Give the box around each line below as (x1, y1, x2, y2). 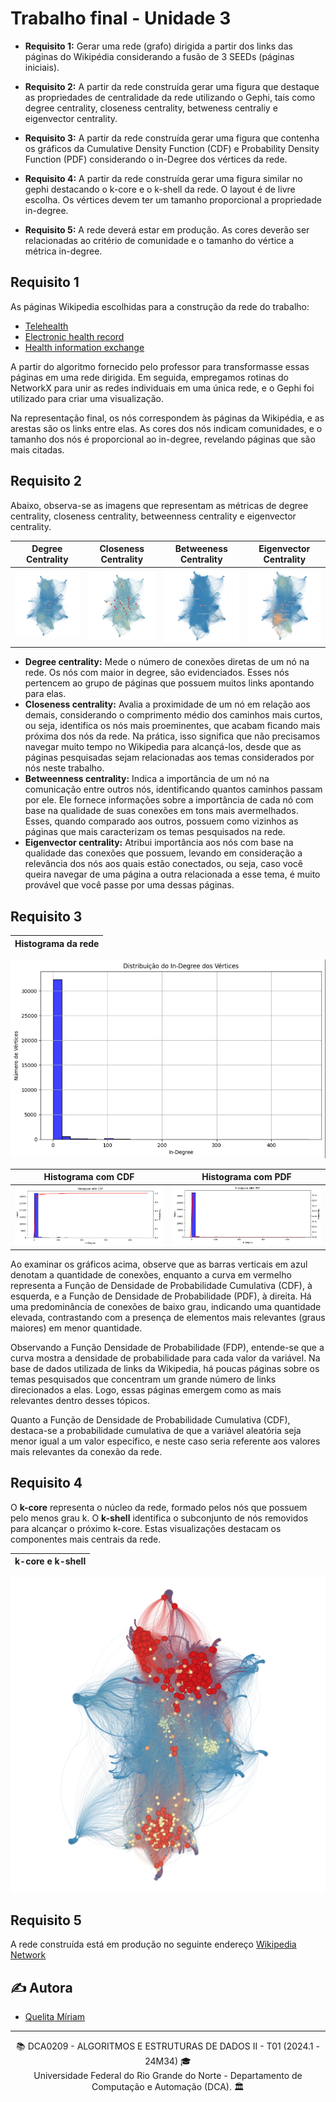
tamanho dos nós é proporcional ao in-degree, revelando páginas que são (10, 433, 316, 445)
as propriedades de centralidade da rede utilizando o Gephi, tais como (24, 91, 316, 103)
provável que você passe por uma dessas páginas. (24, 879, 235, 891)
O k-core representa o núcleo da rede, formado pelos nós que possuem (10, 1501, 308, 1513)
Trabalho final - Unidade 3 (10, 7, 232, 30)
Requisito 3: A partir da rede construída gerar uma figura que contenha (24, 132, 320, 144)
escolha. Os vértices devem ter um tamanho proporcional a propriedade (24, 193, 322, 206)
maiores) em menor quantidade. (10, 1322, 143, 1334)
